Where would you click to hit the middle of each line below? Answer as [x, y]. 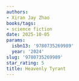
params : [16, 40]
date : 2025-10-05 [28, 35]
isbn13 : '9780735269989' [43, 46]
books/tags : [21, 23]
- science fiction [29, 29]
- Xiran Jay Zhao [28, 18]
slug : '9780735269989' [35, 57]
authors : [17, 12]
